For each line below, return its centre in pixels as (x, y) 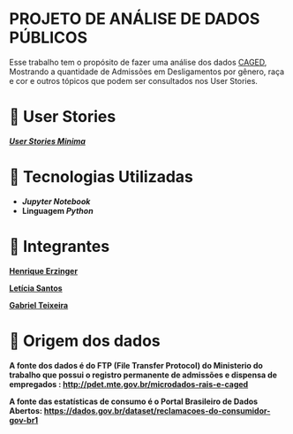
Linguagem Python (58, 210)
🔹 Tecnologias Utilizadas (101, 177)
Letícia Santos (36, 288)
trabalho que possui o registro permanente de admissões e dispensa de (143, 375)
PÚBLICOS (49, 38)
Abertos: (26, 410)
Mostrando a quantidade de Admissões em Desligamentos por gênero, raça (147, 72)
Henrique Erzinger (43, 270)
